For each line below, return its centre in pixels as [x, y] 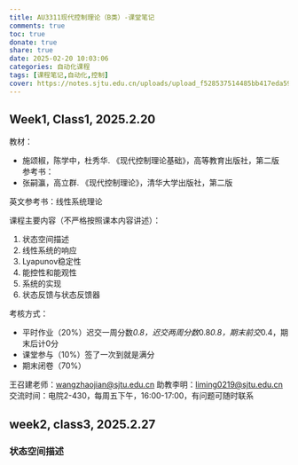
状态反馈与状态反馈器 [61, 295]
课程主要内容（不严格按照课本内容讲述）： [85, 221]
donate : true [33, 42]
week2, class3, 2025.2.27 [82, 424]
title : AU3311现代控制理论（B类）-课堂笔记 [82, 17]
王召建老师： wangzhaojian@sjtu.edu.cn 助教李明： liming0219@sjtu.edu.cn [146, 385]
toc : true [27, 34]
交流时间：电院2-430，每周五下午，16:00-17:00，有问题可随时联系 [132, 396]
